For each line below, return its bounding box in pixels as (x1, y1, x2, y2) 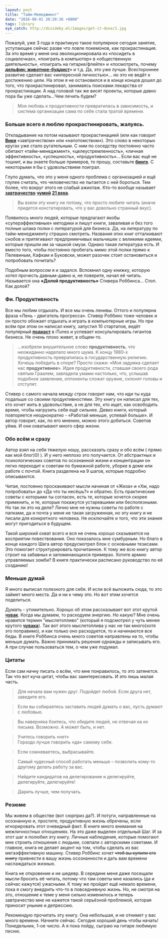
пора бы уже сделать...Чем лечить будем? (5, 93, 96, 99)
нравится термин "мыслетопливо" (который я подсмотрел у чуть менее (5, 617, 160, 623)
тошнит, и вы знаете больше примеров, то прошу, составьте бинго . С (5, 159, 154, 165)
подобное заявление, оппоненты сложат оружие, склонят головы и (17, 375, 162, 382)
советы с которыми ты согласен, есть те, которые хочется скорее (5, 494, 147, 500)
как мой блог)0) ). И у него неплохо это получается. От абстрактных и (5, 452, 156, 458)
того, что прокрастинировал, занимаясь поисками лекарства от (5, 82, 143, 88)
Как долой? (5, 283, 30, 289)
